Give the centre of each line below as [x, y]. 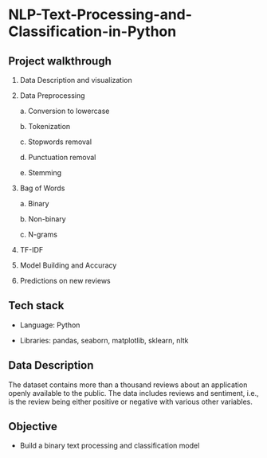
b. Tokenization [45, 126]
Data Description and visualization [76, 80]
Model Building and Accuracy [68, 265]
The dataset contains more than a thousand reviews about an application [128, 385]
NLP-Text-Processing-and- [100, 15]
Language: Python [50, 325]
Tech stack [36, 305]
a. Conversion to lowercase [65, 111]
